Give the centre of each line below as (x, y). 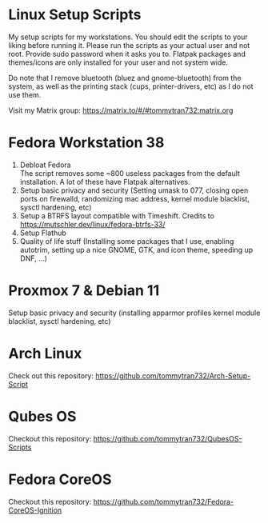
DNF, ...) (34, 258)
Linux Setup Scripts (75, 15)
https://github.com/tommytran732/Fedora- (164, 501)
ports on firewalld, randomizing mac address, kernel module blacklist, (134, 198)
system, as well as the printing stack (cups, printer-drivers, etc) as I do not (131, 86)
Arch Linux (45, 353)
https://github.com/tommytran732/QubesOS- (168, 438)
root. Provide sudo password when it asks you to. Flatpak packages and (127, 54)
